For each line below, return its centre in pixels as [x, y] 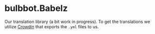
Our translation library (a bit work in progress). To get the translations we [77, 22]
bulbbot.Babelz [36, 8]
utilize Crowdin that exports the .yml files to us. [52, 26]
